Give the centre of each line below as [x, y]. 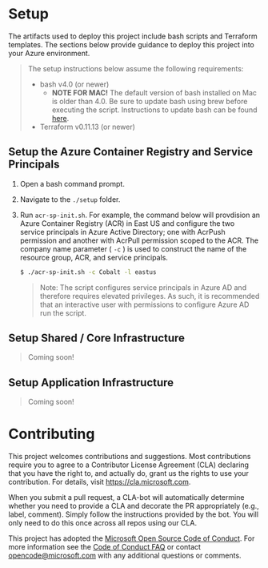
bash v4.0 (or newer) [74, 84]
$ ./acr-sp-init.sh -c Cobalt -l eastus [88, 272]
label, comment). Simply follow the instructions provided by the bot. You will [133, 514]
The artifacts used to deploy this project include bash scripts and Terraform [133, 36]
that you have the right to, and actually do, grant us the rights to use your [129, 473]
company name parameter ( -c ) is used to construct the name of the [133, 248]
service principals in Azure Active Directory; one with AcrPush [122, 232]
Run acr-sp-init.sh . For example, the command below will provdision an [140, 215]
